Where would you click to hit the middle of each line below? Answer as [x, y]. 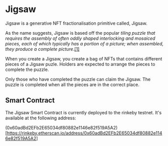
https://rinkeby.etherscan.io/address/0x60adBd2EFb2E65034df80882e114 [85, 133]
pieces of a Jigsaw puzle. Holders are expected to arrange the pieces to [80, 64]
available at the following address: [41, 118]
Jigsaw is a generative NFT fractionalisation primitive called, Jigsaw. [76, 23]
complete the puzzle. [27, 69]
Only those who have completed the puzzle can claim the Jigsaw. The [78, 79]
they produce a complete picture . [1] [42, 49]
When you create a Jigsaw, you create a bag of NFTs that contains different [84, 58]
